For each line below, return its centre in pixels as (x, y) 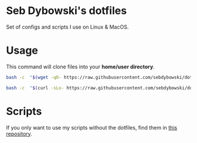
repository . (19, 134)
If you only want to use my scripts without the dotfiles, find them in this (92, 127)
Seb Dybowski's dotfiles (67, 11)
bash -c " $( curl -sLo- (35, 88)
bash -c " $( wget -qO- (34, 77)
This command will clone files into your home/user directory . (80, 67)
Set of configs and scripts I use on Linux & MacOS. (67, 27)
